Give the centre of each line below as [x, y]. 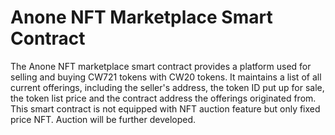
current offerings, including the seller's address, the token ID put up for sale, [167, 87]
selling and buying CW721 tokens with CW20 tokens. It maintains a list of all [166, 77]
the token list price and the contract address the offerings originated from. [163, 98]
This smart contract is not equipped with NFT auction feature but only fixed [165, 108]
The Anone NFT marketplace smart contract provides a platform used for [161, 66]
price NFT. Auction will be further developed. [103, 119]
